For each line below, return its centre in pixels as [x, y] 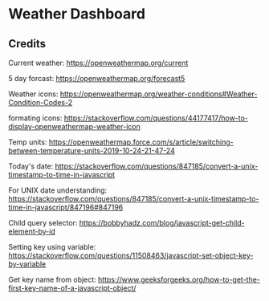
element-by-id [32, 231]
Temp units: [28, 142]
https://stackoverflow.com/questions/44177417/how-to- [156, 118]
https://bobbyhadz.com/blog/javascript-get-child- [162, 223]
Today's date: [31, 166]
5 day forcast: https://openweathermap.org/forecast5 [97, 78]
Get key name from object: [52, 279]
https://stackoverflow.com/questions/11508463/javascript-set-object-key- [131, 255]
